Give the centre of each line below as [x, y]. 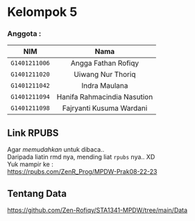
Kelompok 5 [42, 12]
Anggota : [24, 34]
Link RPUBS [33, 133]
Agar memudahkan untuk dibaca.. [56, 150]
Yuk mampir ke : [30, 164]
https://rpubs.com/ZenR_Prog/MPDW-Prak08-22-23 [82, 172]
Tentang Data [37, 194]
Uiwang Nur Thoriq [105, 75]
